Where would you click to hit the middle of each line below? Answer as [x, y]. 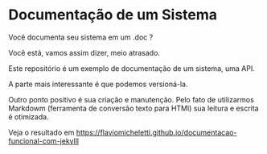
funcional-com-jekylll [43, 141]
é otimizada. [29, 117]
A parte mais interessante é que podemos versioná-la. [98, 84]
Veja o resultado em [41, 132]
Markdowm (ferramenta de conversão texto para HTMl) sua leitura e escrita [133, 108]
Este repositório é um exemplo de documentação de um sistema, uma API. [131, 68]
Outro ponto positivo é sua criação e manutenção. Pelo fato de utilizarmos [131, 99]
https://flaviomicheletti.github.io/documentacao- [156, 132]
